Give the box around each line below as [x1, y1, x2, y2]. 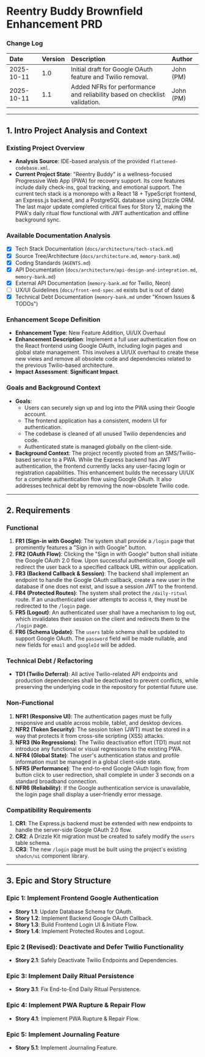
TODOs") [15, 300, 38, 307]
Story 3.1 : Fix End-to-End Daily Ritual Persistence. [15, 985, 142, 993]
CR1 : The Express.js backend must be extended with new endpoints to [15, 820, 193, 827]
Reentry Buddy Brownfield [6, 4, 143, 18]
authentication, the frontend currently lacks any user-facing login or [15, 462, 186, 470]
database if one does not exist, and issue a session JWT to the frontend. [15, 583, 198, 591]
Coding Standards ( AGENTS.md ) [15, 259, 91, 267]
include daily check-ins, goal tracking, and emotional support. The [15, 183, 182, 191]
